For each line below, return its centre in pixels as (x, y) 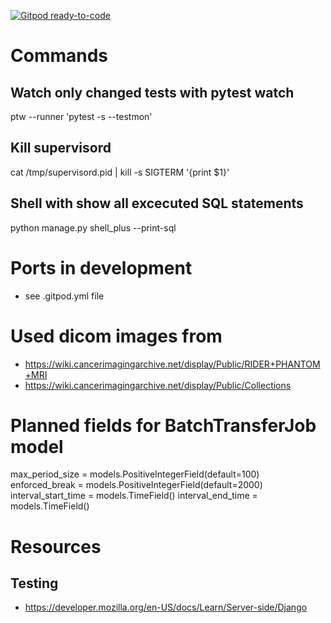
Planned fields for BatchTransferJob (163, 425)
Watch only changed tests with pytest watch (152, 92)
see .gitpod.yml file (64, 296)
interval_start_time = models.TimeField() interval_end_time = (134, 496)
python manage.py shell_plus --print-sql (93, 227)
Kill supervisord (61, 148)
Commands (59, 56)
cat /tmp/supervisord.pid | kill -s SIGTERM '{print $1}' (120, 172)
